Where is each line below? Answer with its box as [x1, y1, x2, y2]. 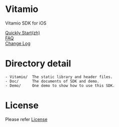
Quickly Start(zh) [5, 29, 40, 35]
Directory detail [5, 58, 71, 69]
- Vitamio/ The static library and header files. [5, 74, 113, 79]
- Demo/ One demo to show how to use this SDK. [5, 83, 115, 88]
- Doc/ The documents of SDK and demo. [5, 78, 99, 83]
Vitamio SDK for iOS [5, 20, 46, 26]
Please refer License [5, 116, 47, 122]
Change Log [5, 40, 31, 46]
